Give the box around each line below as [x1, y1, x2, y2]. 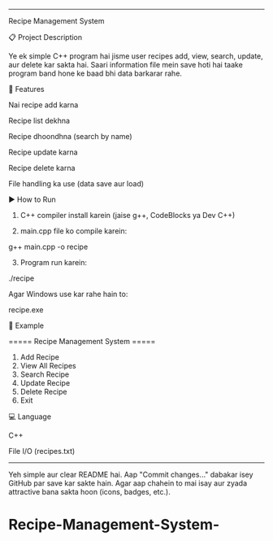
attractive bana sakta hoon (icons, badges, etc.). [8, 487, 171, 496]
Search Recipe [19, 369, 70, 379]
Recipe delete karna [8, 164, 76, 172]
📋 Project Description [8, 33, 83, 41]
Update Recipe [19, 378, 71, 387]
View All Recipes [19, 361, 77, 370]
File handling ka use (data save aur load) [8, 179, 145, 188]
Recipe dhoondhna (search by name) [8, 132, 132, 141]
